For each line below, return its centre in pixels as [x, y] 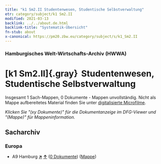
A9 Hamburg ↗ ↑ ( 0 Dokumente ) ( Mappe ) [54, 157]
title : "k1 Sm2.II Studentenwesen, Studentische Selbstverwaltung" [75, 9]
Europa [14, 146]
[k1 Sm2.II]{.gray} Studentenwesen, [80, 74]
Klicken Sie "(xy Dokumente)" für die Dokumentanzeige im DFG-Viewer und [80, 112]
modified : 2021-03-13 [27, 18]
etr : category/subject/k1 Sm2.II [39, 14]
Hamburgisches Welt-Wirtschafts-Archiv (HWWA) [66, 53]
